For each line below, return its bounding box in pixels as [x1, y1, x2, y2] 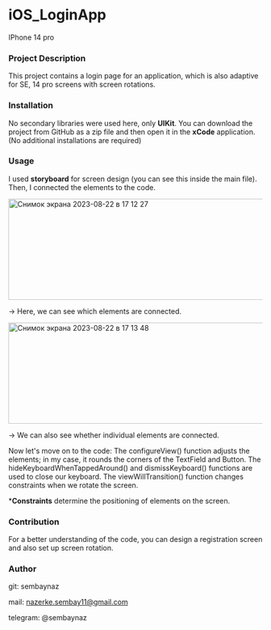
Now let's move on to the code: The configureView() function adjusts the [8, 446, 250, 455]
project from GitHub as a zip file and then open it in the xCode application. [8, 127, 256, 137]
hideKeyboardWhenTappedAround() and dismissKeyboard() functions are [8, 463, 252, 472]
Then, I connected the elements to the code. [8, 182, 156, 192]
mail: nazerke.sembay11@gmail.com [8, 597, 128, 607]
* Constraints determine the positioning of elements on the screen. [8, 496, 231, 505]
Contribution [8, 516, 60, 527]
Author [8, 564, 37, 575]
